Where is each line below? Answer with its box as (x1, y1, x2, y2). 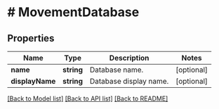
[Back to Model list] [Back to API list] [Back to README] (7, 94, 168, 103)
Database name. (89, 65, 144, 75)
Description (109, 53, 150, 63)
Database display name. (89, 77, 169, 86)
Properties (7, 32, 55, 44)
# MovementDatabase (7, 4, 140, 20)
